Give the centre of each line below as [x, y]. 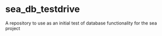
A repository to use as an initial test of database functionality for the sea [81, 23]
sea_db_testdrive [43, 9]
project [13, 28]
